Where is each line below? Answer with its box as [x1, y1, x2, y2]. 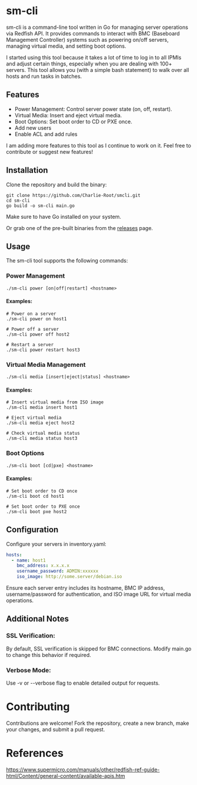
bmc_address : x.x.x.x [16, 563, 69, 569]
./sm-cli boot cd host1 [6, 493, 65, 499]
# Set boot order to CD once [6, 488, 78, 494]
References [6, 747, 64, 760]
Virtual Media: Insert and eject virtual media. [14, 111, 122, 119]
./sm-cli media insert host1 [6, 405, 78, 410]
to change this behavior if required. [6, 651, 91, 658]
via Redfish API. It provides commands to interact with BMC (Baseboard [6, 29, 181, 37]
